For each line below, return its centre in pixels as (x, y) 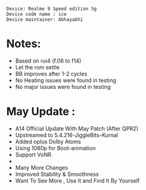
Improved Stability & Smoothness (57, 174)
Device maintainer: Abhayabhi (45, 20)
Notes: (24, 44)
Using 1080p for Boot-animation (55, 148)
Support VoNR (33, 154)
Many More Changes (42, 167)
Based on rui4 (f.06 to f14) (48, 61)
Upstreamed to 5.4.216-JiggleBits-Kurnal (67, 135)
